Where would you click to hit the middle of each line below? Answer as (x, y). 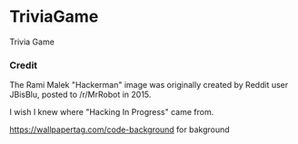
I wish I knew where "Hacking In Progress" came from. (112, 112)
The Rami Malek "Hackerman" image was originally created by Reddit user (149, 85)
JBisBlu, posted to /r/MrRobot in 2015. (80, 95)
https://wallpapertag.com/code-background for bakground (119, 130)
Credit (24, 65)
